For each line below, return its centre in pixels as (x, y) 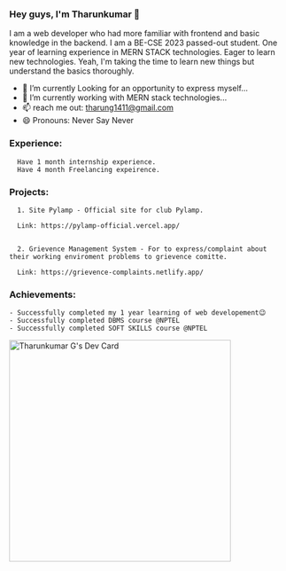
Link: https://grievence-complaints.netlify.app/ (110, 272)
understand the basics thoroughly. (72, 71)
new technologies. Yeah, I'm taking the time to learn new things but (132, 62)
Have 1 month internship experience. (87, 162)
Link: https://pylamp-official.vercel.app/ (98, 225)
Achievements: (43, 294)
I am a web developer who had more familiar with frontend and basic (135, 34)
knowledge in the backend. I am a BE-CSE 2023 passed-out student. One (143, 43)
